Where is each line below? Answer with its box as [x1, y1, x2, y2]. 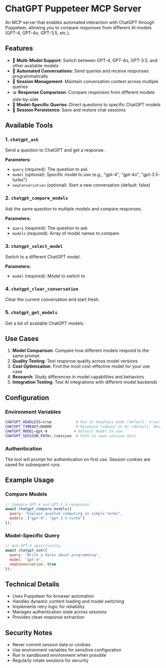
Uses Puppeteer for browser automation [12, 593, 94, 599]
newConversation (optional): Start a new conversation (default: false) [12, 182, 151, 188]
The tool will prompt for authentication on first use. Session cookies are [5, 456, 151, 462]
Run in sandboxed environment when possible [12, 652, 107, 658]
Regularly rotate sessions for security [12, 658, 89, 664]
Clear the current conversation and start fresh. [5, 296, 100, 302]
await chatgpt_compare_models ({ [5, 507, 72, 512]
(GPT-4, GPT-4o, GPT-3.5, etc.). [5, 30, 71, 36]
